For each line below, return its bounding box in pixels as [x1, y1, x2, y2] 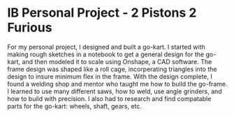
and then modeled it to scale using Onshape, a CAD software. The [22, 57, 212, 65]
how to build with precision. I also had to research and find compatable [7, 94, 212, 102]
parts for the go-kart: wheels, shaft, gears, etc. [7, 102, 142, 110]
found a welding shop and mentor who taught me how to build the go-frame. [7, 79, 228, 88]
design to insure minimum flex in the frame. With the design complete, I [7, 72, 213, 81]
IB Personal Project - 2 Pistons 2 [7, 5, 197, 21]
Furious [7, 19, 52, 36]
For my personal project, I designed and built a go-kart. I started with [7, 42, 205, 51]
